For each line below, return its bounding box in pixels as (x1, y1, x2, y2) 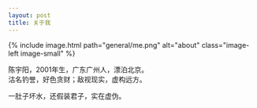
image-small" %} (20, 49, 76, 58)
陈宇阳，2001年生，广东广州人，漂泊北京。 (8, 64, 148, 74)
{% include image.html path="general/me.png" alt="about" (8, 40, 200, 49)
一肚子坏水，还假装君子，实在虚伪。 (8, 91, 126, 100)
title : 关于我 (8, 19, 51, 27)
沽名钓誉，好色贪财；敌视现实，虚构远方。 (8, 74, 147, 84)
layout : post (8, 11, 51, 20)
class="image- (201, 40, 250, 49)
